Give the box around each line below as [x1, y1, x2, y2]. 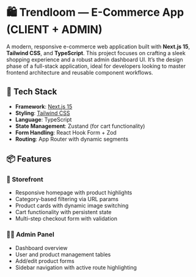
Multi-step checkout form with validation [15, 215, 118, 223]
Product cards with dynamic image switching [15, 202, 129, 209]
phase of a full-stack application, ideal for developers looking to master [6, 62, 186, 70]
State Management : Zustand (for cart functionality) [15, 122, 145, 130]
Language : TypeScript [15, 116, 72, 123]
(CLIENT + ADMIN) [6, 23, 103, 37]
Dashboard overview [15, 244, 68, 251]
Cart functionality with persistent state [15, 209, 112, 216]
